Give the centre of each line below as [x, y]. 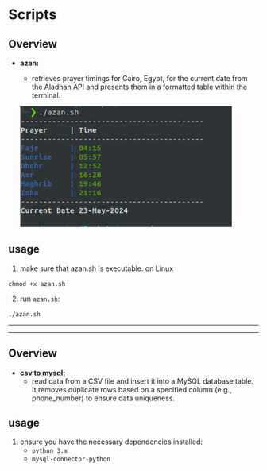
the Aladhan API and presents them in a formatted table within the [139, 87]
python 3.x [50, 451]
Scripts [33, 15]
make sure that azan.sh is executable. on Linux [96, 268]
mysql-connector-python [71, 459]
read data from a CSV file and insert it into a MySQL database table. [143, 381]
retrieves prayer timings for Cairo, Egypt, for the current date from [139, 78]
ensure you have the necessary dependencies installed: [111, 442]
